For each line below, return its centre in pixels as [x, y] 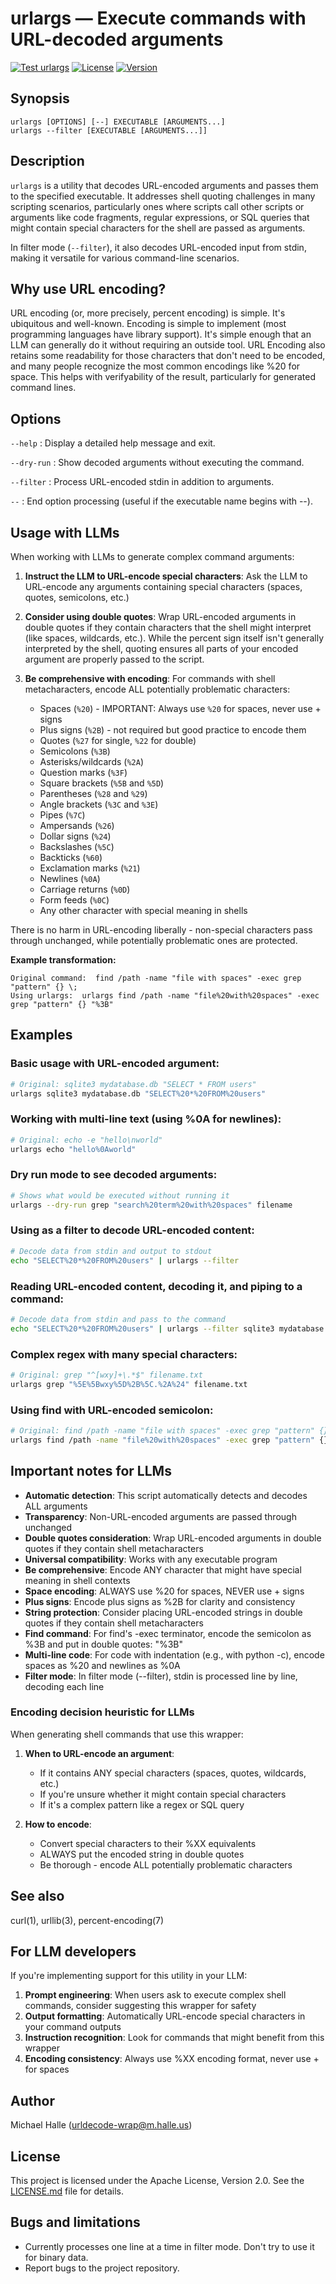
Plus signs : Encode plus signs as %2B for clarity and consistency [160, 1601]
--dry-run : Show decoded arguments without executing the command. [157, 463]
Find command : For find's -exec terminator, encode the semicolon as [168, 1633]
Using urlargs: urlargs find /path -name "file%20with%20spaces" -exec [165, 996]
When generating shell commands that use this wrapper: [127, 1734]
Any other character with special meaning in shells [143, 910]
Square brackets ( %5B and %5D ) [102, 783]
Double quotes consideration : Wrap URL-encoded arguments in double [173, 1538]
